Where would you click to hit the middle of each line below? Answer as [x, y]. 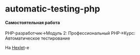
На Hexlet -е [17, 48]
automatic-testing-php [53, 9]
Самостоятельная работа [32, 22]
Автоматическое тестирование [38, 38]
